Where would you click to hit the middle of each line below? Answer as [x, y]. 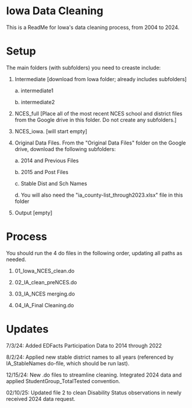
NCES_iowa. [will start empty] [51, 131]
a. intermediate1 [34, 91]
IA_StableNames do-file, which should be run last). [68, 363]
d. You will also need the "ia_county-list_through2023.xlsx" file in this [99, 195]
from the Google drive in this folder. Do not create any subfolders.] [96, 120]
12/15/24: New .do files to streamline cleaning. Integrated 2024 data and [94, 375]
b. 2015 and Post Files [42, 172]
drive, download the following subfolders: [65, 149]
